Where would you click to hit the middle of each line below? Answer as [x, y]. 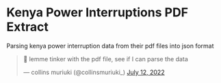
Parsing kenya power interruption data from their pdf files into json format [110, 46]
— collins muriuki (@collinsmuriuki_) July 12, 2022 [94, 72]
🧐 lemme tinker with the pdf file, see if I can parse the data [106, 59]
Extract [27, 27]
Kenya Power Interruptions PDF [97, 13]
